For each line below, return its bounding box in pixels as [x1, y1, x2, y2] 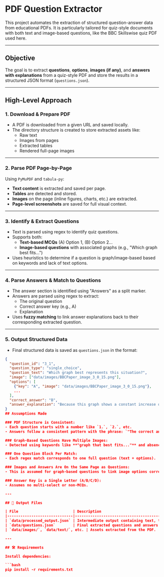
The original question [19, 299, 62, 304]
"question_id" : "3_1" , [9, 361, 56, 366]
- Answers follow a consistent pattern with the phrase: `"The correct [5, 429, 154, 434]
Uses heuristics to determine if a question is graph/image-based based [12, 255, 156, 261]
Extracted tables [19, 143, 53, 149]
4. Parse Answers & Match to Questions [5, 277, 101, 283]
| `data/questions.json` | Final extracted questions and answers [5, 523, 159, 528]
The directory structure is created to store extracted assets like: [12, 127, 141, 133]
